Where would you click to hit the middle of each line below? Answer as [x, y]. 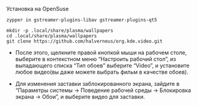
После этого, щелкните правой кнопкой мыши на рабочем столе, [101, 52]
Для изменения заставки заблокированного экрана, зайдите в [97, 84]
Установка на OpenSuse [38, 9]
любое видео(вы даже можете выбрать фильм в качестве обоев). [102, 72]
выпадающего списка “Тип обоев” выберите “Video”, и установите [102, 65]
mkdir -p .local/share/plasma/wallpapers [60, 30]
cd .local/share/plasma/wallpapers [52, 36]
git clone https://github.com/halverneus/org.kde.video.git [85, 41]
